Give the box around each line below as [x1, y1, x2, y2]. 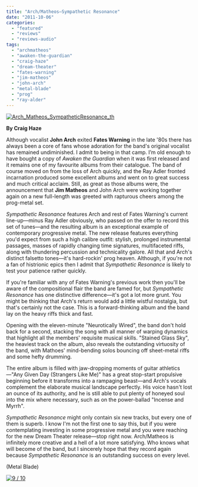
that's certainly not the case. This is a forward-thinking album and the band [6, 303, 190, 311]
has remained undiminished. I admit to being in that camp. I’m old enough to [6, 149, 191, 156]
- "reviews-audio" [11, 36, 57, 42]
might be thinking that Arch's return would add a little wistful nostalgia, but [6, 297, 187, 305]
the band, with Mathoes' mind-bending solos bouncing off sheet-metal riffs [6, 347, 190, 354]
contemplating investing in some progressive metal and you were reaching [6, 426, 188, 433]
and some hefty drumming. [6, 353, 72, 360]
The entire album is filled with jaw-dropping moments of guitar [6, 364, 158, 371]
